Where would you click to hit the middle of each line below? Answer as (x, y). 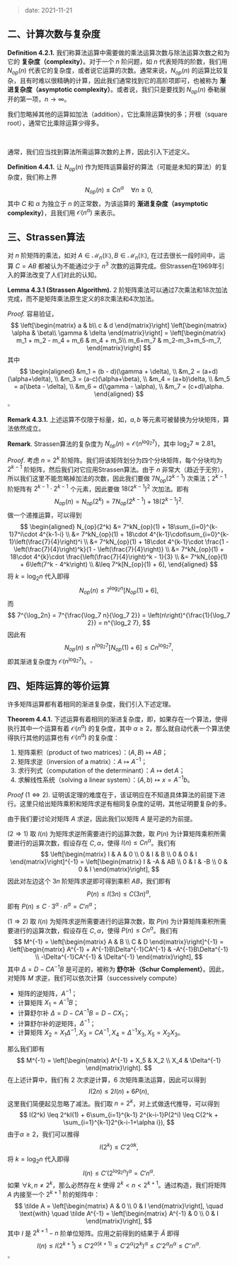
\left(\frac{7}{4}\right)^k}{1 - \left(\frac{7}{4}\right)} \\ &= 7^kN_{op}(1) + (119, 549)
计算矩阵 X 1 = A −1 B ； (48, 1003)
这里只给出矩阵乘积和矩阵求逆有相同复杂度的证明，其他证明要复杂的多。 (125, 804)
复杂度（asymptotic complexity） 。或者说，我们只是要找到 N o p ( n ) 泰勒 (117, 90)
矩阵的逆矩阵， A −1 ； (47, 993)
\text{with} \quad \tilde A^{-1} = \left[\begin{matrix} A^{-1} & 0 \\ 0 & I (119, 1213)
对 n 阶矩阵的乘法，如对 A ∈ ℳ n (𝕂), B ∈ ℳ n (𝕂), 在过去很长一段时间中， (113, 256)
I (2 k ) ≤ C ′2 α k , (119, 1146)
